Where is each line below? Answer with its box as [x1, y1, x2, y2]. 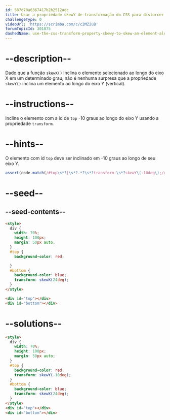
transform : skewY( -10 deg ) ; [14, 372, 71, 377]
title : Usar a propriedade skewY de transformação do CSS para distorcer [5, 12, 164, 17]
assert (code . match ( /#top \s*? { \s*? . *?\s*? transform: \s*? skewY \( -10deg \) [5, 170, 159, 175]
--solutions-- [5, 318, 62, 329]
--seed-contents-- [5, 208, 66, 216]
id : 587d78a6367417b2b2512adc [5, 7, 69, 13]
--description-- [5, 53, 72, 64]
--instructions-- [5, 99, 74, 110]
